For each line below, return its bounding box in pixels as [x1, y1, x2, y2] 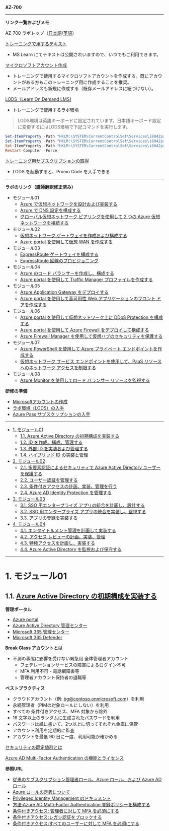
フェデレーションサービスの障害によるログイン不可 [20, 662, 126, 668]
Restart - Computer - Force [5, 148, 57, 153]
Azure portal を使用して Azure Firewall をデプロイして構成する [20, 327, 149, 333]
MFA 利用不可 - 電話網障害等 [20, 668, 79, 674]
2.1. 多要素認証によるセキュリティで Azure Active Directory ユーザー [20, 464, 161, 470]
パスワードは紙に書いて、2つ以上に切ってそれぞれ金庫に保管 [12, 721, 138, 727]
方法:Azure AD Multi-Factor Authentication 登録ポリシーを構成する [12, 801, 150, 807]
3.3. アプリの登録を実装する [20, 515, 78, 521]
